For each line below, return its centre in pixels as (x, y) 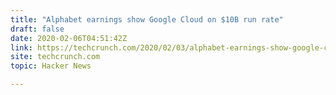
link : (21, 47)
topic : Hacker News (51, 66)
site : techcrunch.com (55, 57)
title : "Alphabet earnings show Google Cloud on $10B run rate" (147, 19)
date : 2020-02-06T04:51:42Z (69, 38)
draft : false (37, 29)
